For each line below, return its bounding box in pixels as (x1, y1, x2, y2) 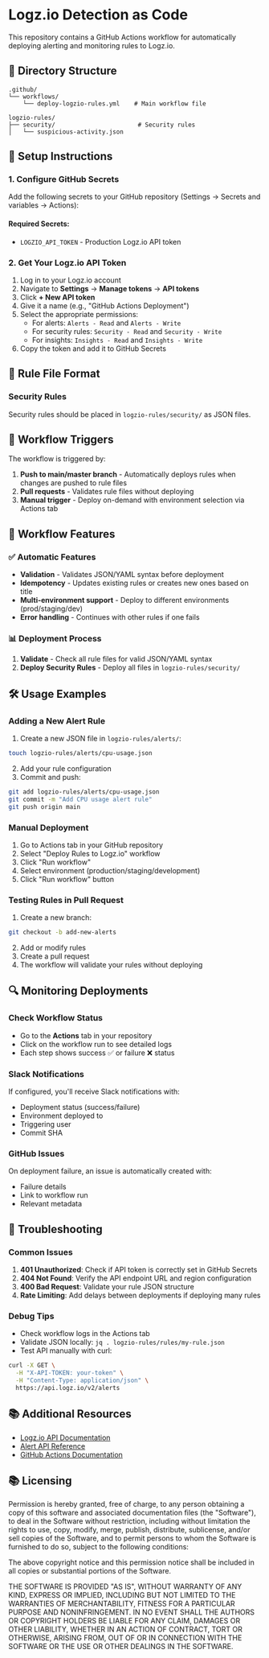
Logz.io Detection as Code (8, 6, 189, 24)
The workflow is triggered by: (8, 454, 106, 464)
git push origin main (8, 802, 81, 810)
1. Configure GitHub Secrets (8, 174, 120, 185)
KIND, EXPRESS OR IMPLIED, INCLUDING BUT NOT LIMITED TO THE (8, 1590, 236, 1600)
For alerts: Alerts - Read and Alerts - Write (31, 318, 181, 328)
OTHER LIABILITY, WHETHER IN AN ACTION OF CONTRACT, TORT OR (8, 1624, 243, 1635)
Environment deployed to (19, 1111, 104, 1120)
